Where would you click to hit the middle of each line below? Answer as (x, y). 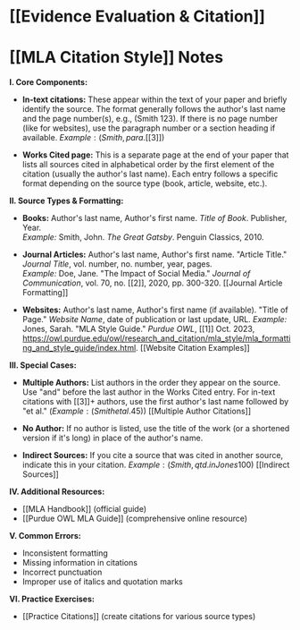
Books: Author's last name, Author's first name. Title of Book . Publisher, (154, 218)
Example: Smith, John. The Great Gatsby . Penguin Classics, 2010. (143, 237)
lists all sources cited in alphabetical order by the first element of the (148, 165)
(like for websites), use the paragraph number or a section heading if (149, 128)
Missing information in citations (80, 563)
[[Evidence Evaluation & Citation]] (137, 17)
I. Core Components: (48, 82)
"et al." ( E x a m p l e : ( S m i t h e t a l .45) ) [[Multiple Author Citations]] (137, 411)
